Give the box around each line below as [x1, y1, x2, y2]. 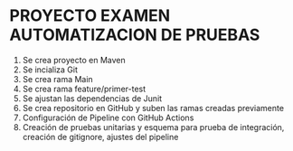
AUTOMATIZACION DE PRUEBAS [9, 24, 260, 45]
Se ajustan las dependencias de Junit [22, 92, 163, 104]
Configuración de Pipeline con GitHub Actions [22, 112, 194, 123]
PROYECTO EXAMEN [9, 5, 171, 26]
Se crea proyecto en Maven [22, 54, 126, 65]
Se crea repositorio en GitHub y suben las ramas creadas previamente [22, 102, 285, 113]
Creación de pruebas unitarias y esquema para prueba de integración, [22, 121, 285, 132]
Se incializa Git [22, 64, 79, 75]
